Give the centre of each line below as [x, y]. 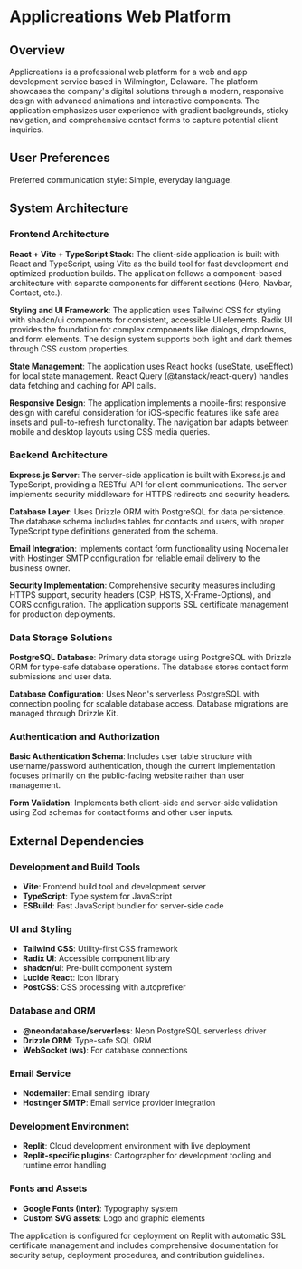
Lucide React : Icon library [71, 978]
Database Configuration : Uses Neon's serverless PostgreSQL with [134, 694]
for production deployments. [62, 614]
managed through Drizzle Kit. [64, 714]
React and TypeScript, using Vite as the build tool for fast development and [149, 264]
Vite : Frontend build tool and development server [114, 887]
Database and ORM [53, 1011]
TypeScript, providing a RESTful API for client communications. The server [148, 484]
